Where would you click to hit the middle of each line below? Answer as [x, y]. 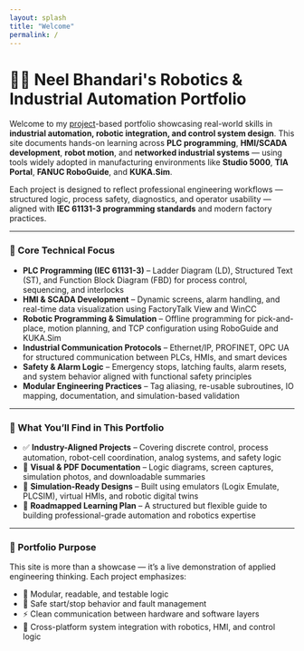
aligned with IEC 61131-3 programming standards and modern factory [141, 209]
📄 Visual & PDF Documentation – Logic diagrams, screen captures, [148, 467]
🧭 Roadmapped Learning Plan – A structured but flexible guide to [145, 505]
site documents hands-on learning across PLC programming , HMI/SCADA [148, 143]
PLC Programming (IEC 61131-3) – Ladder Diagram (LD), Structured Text [157, 270]
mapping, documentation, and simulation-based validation [131, 395]
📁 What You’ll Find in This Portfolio [87, 427]
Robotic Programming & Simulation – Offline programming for [138, 318]
